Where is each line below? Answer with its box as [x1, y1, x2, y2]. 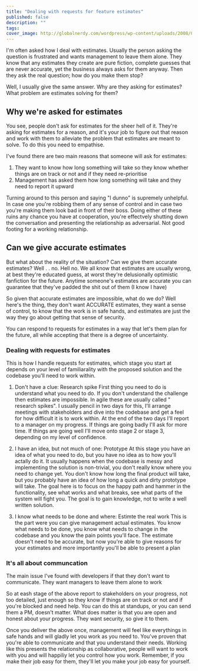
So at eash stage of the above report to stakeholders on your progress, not [6, 590, 188, 597]
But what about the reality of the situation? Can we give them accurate [6, 258, 177, 266]
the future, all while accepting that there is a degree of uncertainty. [6, 331, 169, 338]
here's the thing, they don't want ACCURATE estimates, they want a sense [6, 301, 186, 308]
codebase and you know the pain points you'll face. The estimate [14, 532, 173, 539]
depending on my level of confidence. [14, 434, 107, 441]
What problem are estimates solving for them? [6, 90, 118, 97]
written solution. [14, 502, 54, 509]
